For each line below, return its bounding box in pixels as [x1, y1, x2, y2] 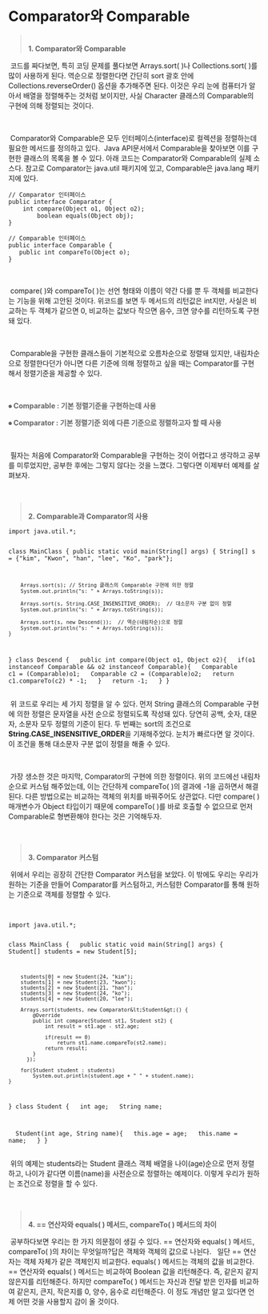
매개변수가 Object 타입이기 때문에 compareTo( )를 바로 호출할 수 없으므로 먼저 [8, 801, 254, 811]
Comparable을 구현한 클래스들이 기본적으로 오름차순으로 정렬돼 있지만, [10, 348, 233, 358]
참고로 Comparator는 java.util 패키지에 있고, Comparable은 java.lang [25, 163, 245, 173]
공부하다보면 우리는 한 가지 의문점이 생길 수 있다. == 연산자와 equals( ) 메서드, [10, 1236, 255, 1246]
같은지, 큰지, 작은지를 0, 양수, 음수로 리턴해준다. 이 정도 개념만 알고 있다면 [16, 1286, 246, 1296]
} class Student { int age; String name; [8, 1102, 162, 1111]
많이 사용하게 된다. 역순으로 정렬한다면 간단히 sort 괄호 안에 [8, 70, 194, 80]
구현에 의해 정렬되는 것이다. [8, 101, 94, 110]
